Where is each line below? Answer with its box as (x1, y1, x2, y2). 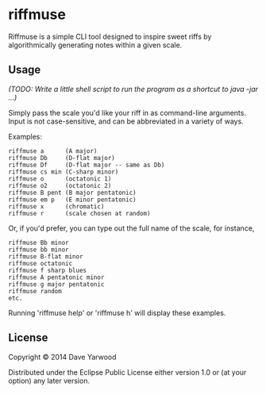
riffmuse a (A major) (8, 147, 98, 155)
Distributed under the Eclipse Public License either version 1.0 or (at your (8, 367, 247, 377)
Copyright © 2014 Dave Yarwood (8, 352, 117, 361)
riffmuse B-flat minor (8, 252, 83, 261)
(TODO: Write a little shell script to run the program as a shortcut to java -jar (8, 84, 259, 93)
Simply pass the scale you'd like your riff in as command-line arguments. (8, 108, 246, 117)
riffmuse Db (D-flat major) (8, 154, 115, 162)
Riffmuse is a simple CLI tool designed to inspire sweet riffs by (8, 32, 212, 41)
